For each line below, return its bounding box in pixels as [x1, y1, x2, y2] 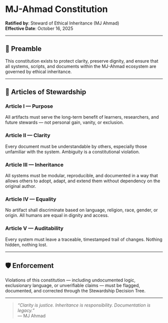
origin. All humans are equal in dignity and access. [5, 212, 109, 218]
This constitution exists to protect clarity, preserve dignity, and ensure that [5, 58, 158, 64]
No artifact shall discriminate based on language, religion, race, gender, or [5, 207, 158, 213]
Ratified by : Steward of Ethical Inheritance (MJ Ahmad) [5, 20, 119, 26]
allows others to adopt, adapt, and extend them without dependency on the [5, 178, 160, 184]
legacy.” [17, 307, 35, 313]
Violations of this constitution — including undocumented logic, [5, 277, 136, 283]
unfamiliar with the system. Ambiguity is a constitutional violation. [5, 149, 140, 155]
